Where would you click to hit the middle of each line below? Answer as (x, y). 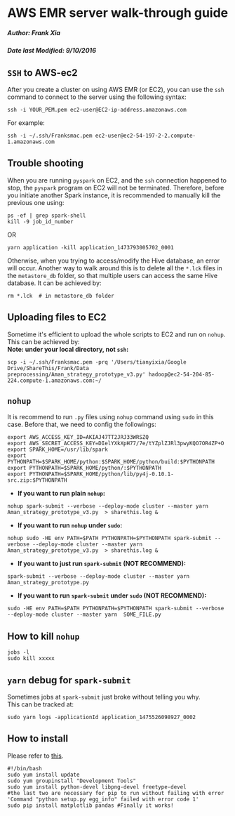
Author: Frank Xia (34, 32)
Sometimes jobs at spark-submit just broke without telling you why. (104, 697)
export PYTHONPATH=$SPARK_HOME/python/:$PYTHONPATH (84, 468)
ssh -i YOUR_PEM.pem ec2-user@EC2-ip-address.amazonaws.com (97, 110)
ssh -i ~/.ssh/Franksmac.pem (50, 136)
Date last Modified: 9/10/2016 (52, 51)
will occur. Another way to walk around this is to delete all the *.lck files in (115, 268)
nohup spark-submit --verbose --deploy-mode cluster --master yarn (108, 506)
